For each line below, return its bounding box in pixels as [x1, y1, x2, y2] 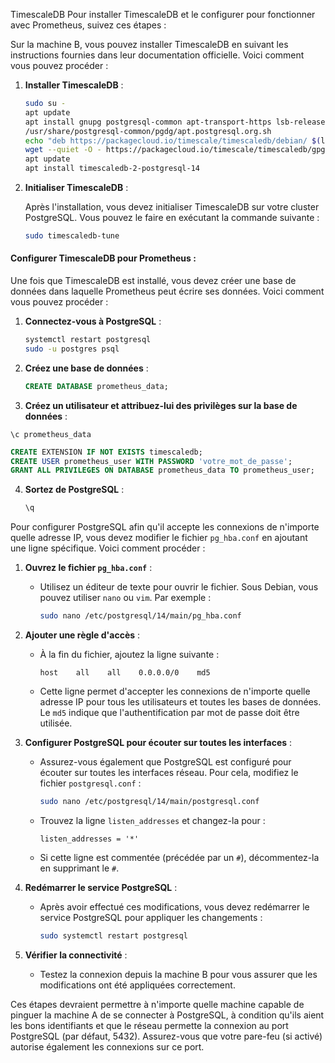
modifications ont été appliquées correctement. [39, 979, 236, 991]
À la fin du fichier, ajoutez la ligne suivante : [39, 649, 220, 661]
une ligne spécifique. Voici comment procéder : [10, 542, 206, 554]
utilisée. [39, 717, 73, 729]
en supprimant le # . [39, 862, 120, 874]
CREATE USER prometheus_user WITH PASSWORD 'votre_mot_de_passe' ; [10, 456, 293, 466]
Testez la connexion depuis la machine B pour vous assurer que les [39, 968, 318, 980]
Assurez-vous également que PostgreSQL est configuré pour [39, 756, 292, 768]
